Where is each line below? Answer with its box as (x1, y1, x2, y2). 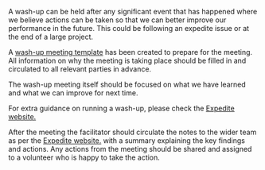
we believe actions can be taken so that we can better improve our (8, 15, 227, 25)
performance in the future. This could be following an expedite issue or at (8, 24, 249, 33)
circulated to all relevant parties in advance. (8, 64, 152, 74)
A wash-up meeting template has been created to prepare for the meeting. (8, 48, 253, 56)
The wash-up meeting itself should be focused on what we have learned (8, 79, 246, 89)
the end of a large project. (8, 32, 94, 41)
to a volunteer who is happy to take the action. (8, 153, 161, 162)
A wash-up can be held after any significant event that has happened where (8, 7, 258, 16)
